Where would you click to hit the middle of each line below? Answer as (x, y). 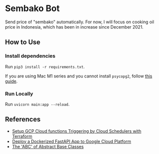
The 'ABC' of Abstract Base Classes (48, 146)
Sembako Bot (32, 8)
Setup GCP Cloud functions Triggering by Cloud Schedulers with (77, 131)
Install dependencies (30, 56)
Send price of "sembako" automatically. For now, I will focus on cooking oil (79, 22)
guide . (11, 81)
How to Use (23, 42)
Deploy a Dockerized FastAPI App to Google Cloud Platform (72, 141)
